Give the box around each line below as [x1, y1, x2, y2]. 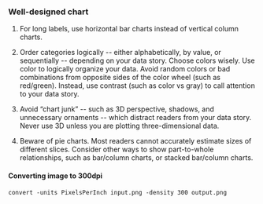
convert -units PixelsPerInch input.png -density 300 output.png [8, 188, 227, 196]
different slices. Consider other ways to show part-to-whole [19, 144, 214, 155]
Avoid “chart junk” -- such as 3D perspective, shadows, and [19, 104, 215, 114]
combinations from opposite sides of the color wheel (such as [19, 73, 220, 82]
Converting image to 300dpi [8, 171, 103, 180]
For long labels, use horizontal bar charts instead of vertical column [19, 24, 239, 34]
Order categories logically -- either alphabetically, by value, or [19, 48, 222, 57]
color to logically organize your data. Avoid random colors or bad [19, 64, 231, 74]
